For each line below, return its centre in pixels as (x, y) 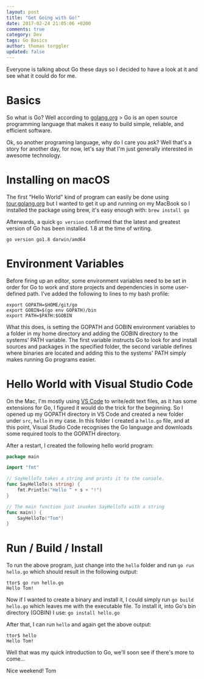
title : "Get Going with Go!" (43, 18)
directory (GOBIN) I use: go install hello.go (63, 613)
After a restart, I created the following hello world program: (80, 445)
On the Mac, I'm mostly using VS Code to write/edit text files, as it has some (102, 401)
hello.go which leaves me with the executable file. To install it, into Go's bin (101, 606)
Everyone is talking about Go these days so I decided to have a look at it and (102, 69)
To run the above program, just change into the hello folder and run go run (100, 565)
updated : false (26, 52)
